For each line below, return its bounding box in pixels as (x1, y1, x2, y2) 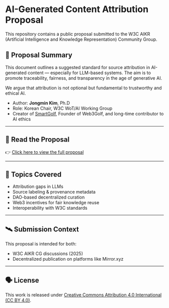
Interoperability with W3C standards (12, 205, 88, 211)
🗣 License (5, 276, 39, 284)
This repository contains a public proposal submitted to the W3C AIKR (5, 31, 150, 37)
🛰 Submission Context (5, 225, 79, 233)
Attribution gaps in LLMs (12, 183, 64, 190)
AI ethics (12, 116, 31, 122)
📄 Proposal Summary (5, 51, 72, 59)
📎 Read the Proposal (5, 135, 69, 144)
